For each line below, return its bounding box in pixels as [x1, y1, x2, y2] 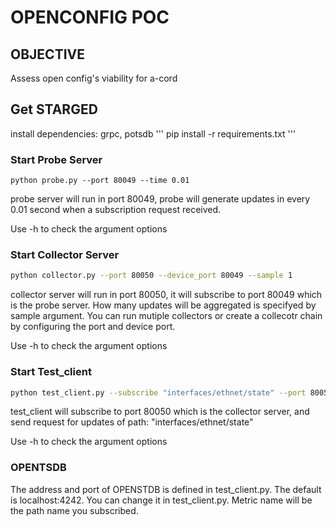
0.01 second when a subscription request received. [10, 204, 222, 216]
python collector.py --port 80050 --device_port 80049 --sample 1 [10, 271, 293, 281]
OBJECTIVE [10, 46, 85, 63]
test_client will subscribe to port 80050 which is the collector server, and [10, 406, 310, 418]
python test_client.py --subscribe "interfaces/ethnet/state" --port [10, 387, 307, 398]
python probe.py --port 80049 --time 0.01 [10, 176, 190, 186]
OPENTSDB [10, 461, 67, 475]
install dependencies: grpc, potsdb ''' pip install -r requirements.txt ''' [10, 127, 297, 140]
